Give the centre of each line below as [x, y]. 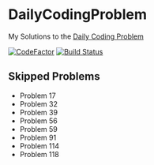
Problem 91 [38, 137]
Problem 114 [39, 146]
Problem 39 [38, 112]
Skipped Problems [54, 77]
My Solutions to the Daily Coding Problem [76, 36]
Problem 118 [39, 154]
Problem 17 [38, 96]
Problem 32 [38, 103]
